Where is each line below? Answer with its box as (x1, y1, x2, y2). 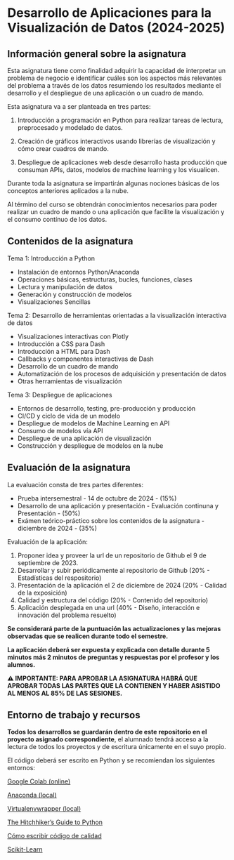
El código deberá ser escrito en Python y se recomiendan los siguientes (7, 756, 216, 765)
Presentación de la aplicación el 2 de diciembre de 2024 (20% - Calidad (17, 581, 227, 589)
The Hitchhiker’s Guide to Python (7, 818, 103, 826)
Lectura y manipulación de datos (17, 282, 112, 291)
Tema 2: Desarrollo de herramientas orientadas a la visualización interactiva (7, 311, 227, 319)
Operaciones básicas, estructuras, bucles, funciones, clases (17, 275, 193, 284)
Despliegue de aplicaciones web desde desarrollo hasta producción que (17, 158, 227, 166)
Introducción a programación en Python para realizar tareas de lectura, (17, 116, 223, 124)
